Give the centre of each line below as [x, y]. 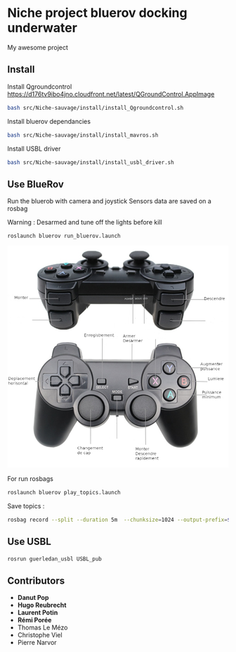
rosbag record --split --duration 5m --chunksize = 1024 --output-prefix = [118, 520]
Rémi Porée [34, 620]
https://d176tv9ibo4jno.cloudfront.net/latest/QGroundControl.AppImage [111, 94]
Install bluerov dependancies [49, 121]
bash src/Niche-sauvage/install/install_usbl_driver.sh [91, 162]
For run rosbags [31, 479]
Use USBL [29, 542]
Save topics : [26, 506]
